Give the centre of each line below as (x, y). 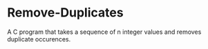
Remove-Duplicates (65, 13)
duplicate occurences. (39, 39)
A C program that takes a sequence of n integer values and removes (104, 32)
